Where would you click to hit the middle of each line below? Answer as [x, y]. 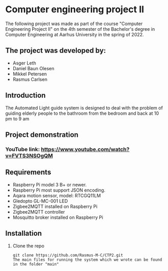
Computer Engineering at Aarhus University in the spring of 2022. [75, 34]
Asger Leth [24, 63]
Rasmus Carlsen [30, 79]
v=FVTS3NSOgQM [29, 156]
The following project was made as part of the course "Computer [74, 24]
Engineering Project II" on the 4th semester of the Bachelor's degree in [80, 29]
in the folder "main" [36, 264]
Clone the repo [28, 246]
